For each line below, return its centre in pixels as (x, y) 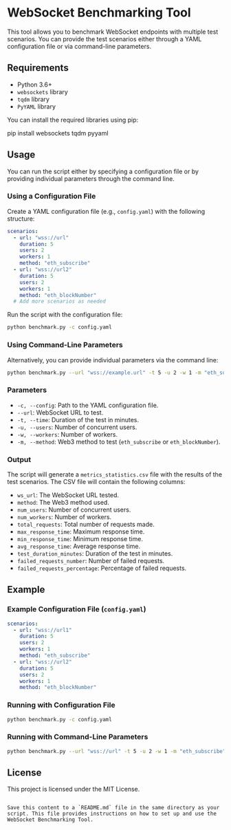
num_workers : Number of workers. (64, 517)
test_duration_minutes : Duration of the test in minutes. (95, 554)
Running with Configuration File (61, 705)
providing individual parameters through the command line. (91, 178)
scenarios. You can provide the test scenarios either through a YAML (104, 39)
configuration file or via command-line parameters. (79, 46)
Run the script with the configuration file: (65, 315)
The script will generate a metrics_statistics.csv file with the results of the (114, 474)
